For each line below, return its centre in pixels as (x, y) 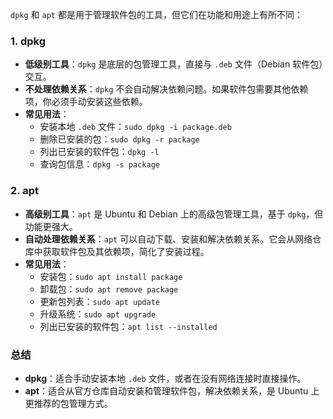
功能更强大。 (51, 226)
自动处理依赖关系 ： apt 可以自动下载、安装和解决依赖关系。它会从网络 (168, 239)
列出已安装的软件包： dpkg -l (99, 152)
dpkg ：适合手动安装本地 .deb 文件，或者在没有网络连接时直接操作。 (165, 378)
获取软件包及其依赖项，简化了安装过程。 (126, 251)
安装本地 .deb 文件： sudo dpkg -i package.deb (135, 127)
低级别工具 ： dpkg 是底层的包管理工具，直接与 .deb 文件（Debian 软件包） (174, 64)
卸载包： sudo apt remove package (109, 289)
